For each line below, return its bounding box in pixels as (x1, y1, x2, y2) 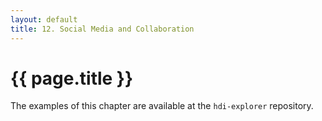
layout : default (10, 14, 78, 25)
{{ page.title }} (10, 67, 134, 90)
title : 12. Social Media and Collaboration (10, 24, 195, 34)
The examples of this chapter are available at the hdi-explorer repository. (10, 100, 314, 112)
